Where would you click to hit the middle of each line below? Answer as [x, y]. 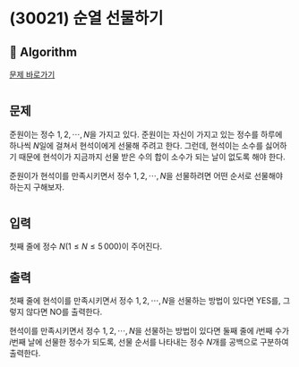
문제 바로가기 [32, 74]
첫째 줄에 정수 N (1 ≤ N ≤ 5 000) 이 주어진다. [86, 246]
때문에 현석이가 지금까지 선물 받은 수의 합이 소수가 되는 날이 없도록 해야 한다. [152, 157]
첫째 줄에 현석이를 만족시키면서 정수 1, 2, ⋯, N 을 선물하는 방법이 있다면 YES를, [145, 301]
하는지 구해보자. [37, 187]
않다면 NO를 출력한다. [64, 312]
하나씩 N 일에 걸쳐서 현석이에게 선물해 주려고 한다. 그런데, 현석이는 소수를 [137, 145]
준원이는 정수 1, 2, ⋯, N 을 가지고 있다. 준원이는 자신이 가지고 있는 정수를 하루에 [146, 134]
